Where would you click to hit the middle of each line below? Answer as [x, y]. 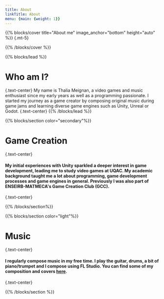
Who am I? [27, 77]
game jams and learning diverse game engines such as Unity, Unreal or [77, 106]
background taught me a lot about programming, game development [76, 176]
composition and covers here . [36, 271]
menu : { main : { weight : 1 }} [33, 19]
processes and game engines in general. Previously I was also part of [77, 181]
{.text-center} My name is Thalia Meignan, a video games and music [74, 90]
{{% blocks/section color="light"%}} [42, 216]
